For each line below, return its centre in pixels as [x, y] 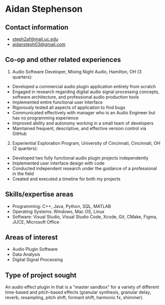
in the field [23, 173]
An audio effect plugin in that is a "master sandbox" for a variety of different [82, 287]
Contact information [37, 27]
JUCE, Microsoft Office [36, 222]
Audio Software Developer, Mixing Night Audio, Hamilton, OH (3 [77, 71]
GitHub [19, 134]
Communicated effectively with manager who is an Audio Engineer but [84, 112]
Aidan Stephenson [44, 9]
